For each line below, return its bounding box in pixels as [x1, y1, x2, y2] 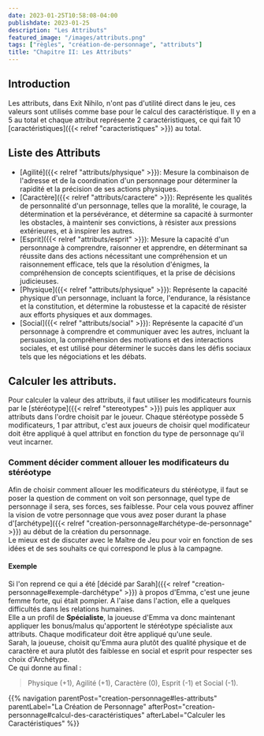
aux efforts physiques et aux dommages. [19, 309, 153, 319]
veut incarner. [8, 437, 54, 446]
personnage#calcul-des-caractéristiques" [8, 710, 145, 719]
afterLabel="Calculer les [146, 710, 226, 719]
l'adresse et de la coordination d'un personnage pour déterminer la [19, 175, 238, 185]
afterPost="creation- [148, 701, 215, 711]
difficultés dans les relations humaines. [8, 604, 136, 614]
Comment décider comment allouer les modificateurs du [8, 457, 229, 468]
